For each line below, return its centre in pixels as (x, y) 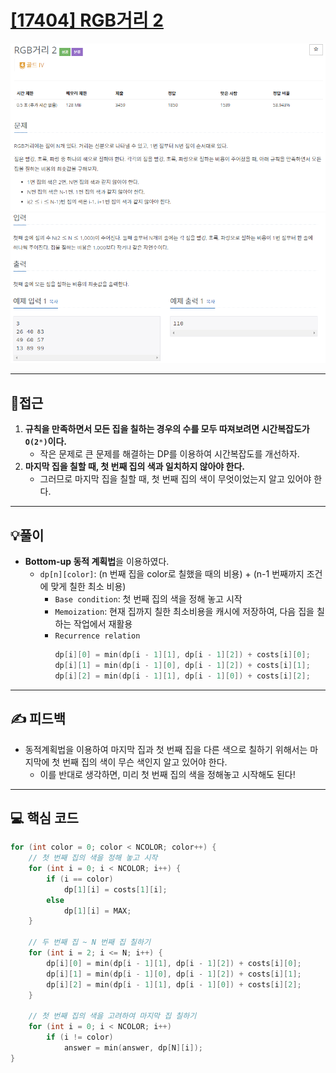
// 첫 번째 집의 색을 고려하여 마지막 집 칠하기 (112, 1016)
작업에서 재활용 (103, 624)
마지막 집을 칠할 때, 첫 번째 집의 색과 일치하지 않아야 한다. (134, 467)
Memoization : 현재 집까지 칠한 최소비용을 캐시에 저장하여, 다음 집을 (184, 612)
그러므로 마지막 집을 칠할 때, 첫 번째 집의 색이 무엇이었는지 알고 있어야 (175, 479)
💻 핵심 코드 (44, 817)
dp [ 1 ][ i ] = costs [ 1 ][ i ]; (115, 889)
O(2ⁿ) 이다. (46, 442)
